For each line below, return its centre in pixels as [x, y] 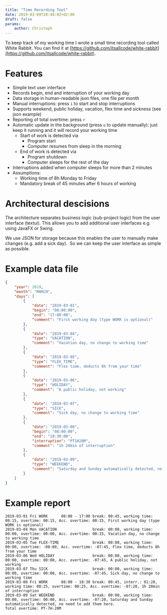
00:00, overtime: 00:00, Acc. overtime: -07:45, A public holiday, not [81, 560]
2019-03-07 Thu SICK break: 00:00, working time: [79, 569]
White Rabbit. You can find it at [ [38, 48]
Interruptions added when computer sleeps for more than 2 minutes [82, 168]
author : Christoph [33, 29]
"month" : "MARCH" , [33, 291]
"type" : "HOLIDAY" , [52, 385]
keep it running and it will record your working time [65, 130]
